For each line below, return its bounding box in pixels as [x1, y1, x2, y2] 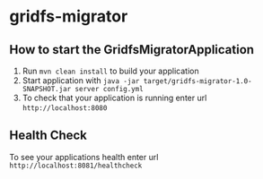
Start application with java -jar [22, 75, 140, 86]
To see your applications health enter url [9, 151, 159, 162]
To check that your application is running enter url [22, 92, 207, 103]
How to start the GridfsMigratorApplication [9, 42, 254, 57]
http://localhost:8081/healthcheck [9, 161, 143, 170]
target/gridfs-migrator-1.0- [143, 77, 253, 86]
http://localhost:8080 [22, 104, 108, 113]
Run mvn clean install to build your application [22, 65, 199, 76]
